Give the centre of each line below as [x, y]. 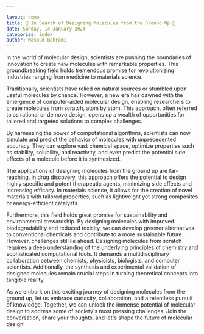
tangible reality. [26, 280]
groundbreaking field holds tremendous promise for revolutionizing [90, 70]
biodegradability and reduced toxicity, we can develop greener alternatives [100, 228]
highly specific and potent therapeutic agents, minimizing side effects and [99, 184]
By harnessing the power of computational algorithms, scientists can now [98, 133]
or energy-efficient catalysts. [43, 203]
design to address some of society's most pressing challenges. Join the [97, 311]
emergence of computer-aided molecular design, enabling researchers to [98, 102]
